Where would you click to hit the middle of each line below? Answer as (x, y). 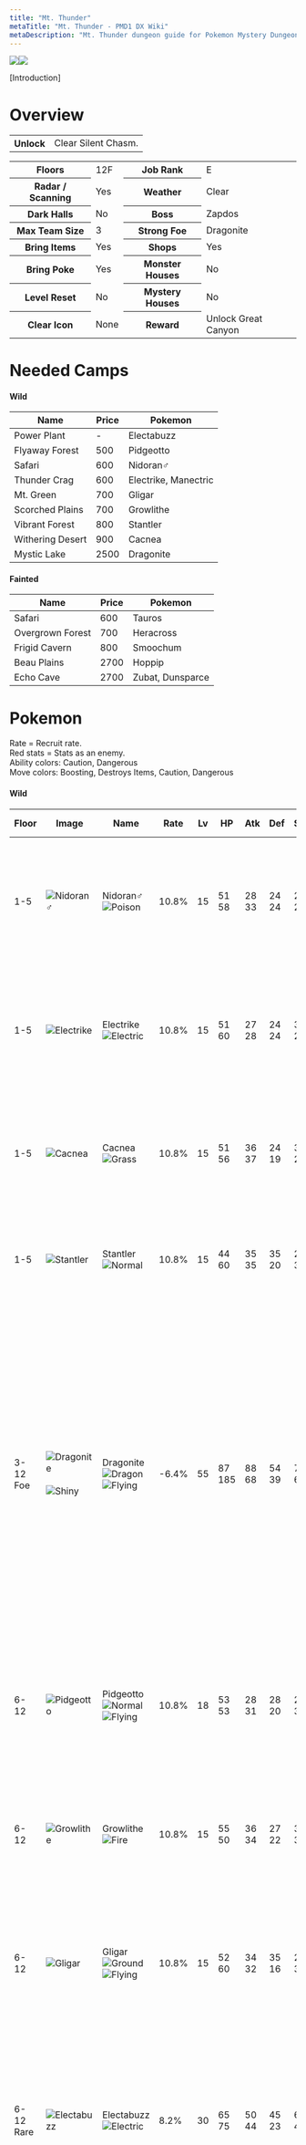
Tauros (147, 619)
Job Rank (163, 170)
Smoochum (157, 648)
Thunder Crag (44, 480)
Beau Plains (39, 662)
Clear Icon (50, 325)
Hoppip (148, 662)
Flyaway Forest (46, 451)
